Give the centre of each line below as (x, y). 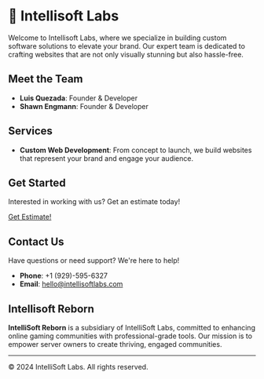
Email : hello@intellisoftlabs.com (71, 284)
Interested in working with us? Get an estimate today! (94, 202)
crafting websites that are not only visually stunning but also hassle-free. (126, 54)
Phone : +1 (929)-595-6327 (64, 276)
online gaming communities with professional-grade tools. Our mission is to (130, 336)
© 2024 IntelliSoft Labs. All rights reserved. (78, 367)
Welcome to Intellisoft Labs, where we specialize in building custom (117, 38)
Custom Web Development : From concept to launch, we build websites (136, 150)
